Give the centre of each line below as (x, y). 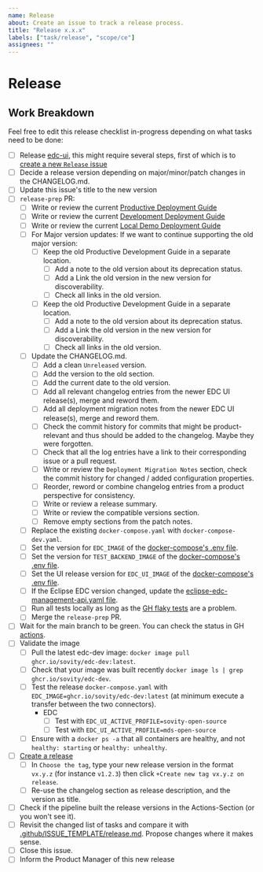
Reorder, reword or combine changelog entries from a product (144, 486)
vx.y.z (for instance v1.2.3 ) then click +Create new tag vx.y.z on (138, 774)
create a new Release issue (63, 164)
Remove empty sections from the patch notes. (118, 521)
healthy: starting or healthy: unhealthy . (99, 747)
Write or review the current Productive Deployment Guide (124, 208)
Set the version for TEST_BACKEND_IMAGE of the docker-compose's (136, 557)
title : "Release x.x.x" (47, 30)
